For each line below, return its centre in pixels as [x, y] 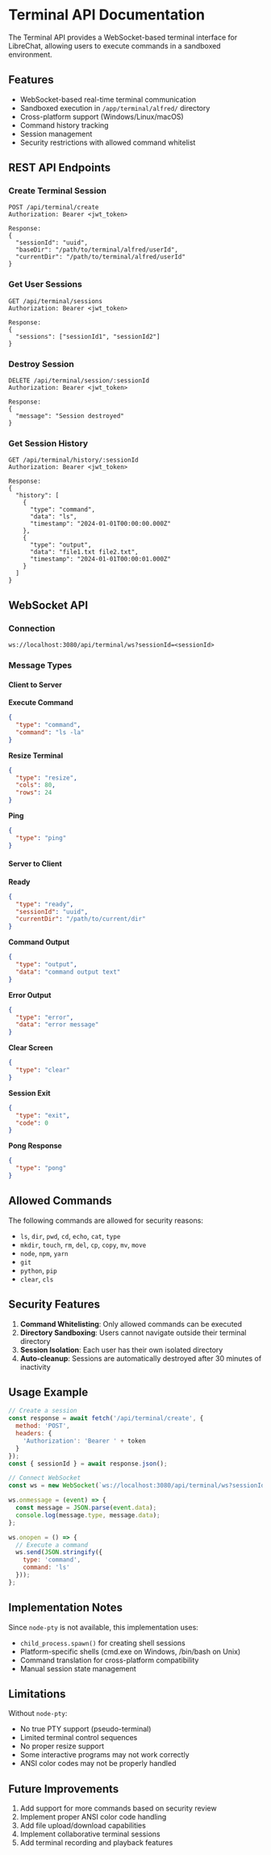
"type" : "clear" [43, 1070]
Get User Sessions [45, 285]
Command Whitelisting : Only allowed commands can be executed [131, 1324]
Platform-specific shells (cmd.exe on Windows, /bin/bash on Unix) [130, 1651]
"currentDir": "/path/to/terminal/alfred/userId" [100, 257]
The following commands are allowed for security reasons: [106, 1220]
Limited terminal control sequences [79, 1738]
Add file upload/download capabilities [83, 1826]
